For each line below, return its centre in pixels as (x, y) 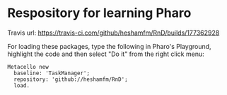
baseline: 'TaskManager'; (52, 73)
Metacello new (28, 67)
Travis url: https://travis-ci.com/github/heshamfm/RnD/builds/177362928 (113, 33)
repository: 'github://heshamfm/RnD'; (71, 79)
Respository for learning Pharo (99, 13)
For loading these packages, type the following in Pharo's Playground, (109, 46)
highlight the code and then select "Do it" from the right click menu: (106, 54)
